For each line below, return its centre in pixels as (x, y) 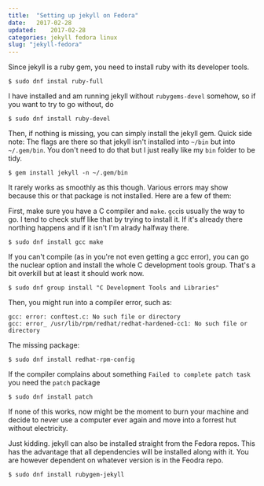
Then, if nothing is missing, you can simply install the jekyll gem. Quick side (130, 134)
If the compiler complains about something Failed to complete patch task (130, 374)
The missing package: (44, 345)
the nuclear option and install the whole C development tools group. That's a (132, 265)
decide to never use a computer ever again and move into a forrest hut (123, 420)
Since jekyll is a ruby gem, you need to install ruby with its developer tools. (129, 67)
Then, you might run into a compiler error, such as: (90, 303)
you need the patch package (54, 383)
